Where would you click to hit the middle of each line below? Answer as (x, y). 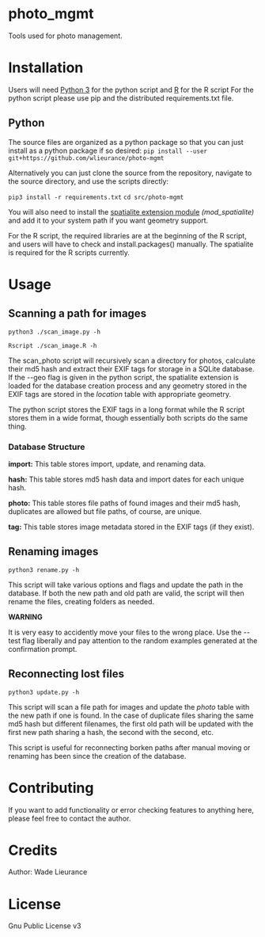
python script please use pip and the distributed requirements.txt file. (121, 98)
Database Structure (47, 447)
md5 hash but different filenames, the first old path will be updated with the (131, 724)
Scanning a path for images (78, 314)
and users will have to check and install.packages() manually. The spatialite (131, 244)
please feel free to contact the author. (70, 818)
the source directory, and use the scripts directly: (88, 181)
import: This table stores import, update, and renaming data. (107, 463)
